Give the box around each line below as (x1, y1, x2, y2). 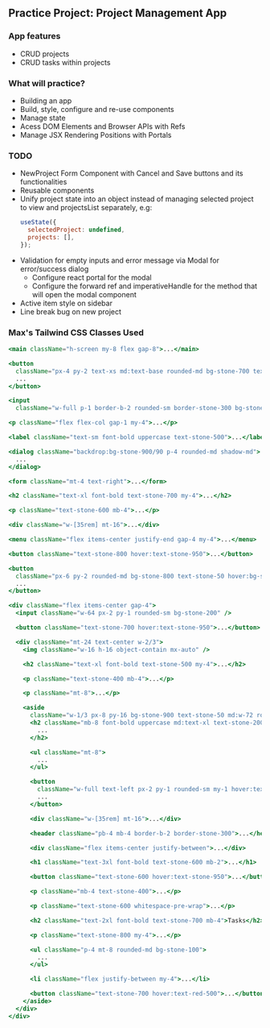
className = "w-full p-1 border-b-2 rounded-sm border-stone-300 (15, 404, 231, 412)
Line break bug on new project (19, 306, 122, 317)
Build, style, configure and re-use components (19, 104, 174, 114)
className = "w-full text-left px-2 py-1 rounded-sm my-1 (37, 786, 228, 794)
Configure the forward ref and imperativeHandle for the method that (31, 281, 258, 291)
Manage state (19, 113, 66, 122)
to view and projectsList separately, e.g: (19, 203, 153, 213)
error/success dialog (19, 263, 89, 273)
